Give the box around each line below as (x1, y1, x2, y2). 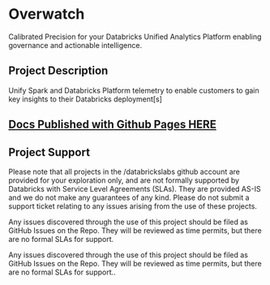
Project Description (8, 64, 109, 78)
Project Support (8, 145, 91, 159)
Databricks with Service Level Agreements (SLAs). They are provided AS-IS (8, 184, 261, 193)
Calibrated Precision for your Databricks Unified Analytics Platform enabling (8, 32, 262, 41)
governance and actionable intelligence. (8, 40, 143, 50)
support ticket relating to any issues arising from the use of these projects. (8, 201, 258, 211)
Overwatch (8, 5, 85, 24)
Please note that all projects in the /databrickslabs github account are (8, 166, 241, 176)
